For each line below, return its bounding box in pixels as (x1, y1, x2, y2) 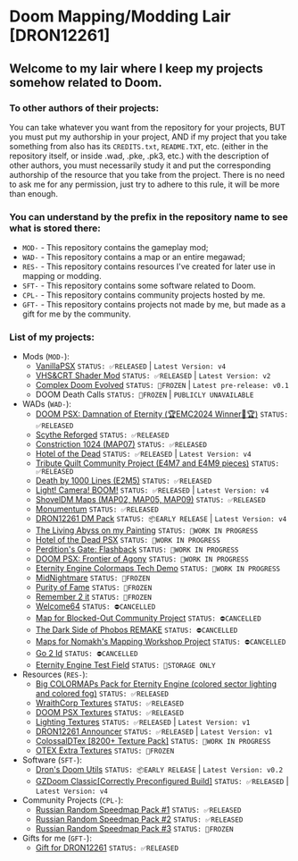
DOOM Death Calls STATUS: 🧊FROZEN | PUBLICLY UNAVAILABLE (35, 389, 254, 400)
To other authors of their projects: (9, 101, 159, 114)
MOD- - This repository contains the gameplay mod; (21, 242, 209, 253)
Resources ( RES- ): (21, 669, 88, 680)
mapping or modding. (21, 271, 102, 282)
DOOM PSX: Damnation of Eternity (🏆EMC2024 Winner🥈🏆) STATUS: (35, 409, 288, 419)
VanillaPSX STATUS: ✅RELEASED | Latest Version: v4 (35, 360, 226, 372)
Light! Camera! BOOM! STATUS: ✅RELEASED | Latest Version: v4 (35, 485, 269, 495)
